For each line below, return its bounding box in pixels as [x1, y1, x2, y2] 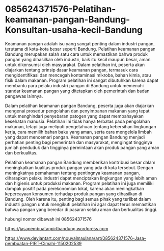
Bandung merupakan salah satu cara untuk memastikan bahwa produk [5, 51, 148, 57]
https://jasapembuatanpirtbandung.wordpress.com [5, 225, 109, 231]
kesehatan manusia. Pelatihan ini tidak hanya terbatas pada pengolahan [5, 118, 150, 124]
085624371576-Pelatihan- [5, 3, 116, 15]
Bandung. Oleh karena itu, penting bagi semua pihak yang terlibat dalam [5, 196, 151, 202]
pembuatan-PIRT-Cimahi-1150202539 [5, 240, 82, 246]
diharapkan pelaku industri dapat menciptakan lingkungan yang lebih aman [5, 175, 157, 181]
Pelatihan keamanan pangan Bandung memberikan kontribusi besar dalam [5, 159, 156, 165]
